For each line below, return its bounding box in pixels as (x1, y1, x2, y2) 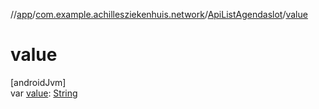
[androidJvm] (10, 76, 67, 88)
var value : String (10, 87, 78, 99)
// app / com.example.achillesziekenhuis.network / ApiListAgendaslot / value (10, 9, 308, 20)
